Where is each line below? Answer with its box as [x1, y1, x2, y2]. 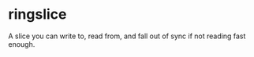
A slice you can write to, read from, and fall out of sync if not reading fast [8, 31, 246, 41]
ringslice [8, 5, 67, 23]
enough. [8, 39, 35, 48]
